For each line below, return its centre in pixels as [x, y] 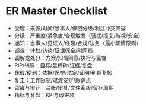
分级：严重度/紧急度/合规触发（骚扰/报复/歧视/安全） [79, 35]
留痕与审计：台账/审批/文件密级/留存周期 [64, 87]
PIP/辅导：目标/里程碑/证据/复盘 [53, 65]
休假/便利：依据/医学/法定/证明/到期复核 [63, 73]
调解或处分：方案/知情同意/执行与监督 [60, 58]
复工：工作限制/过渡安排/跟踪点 [53, 80]
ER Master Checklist [56, 11]
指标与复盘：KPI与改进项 [44, 95]
